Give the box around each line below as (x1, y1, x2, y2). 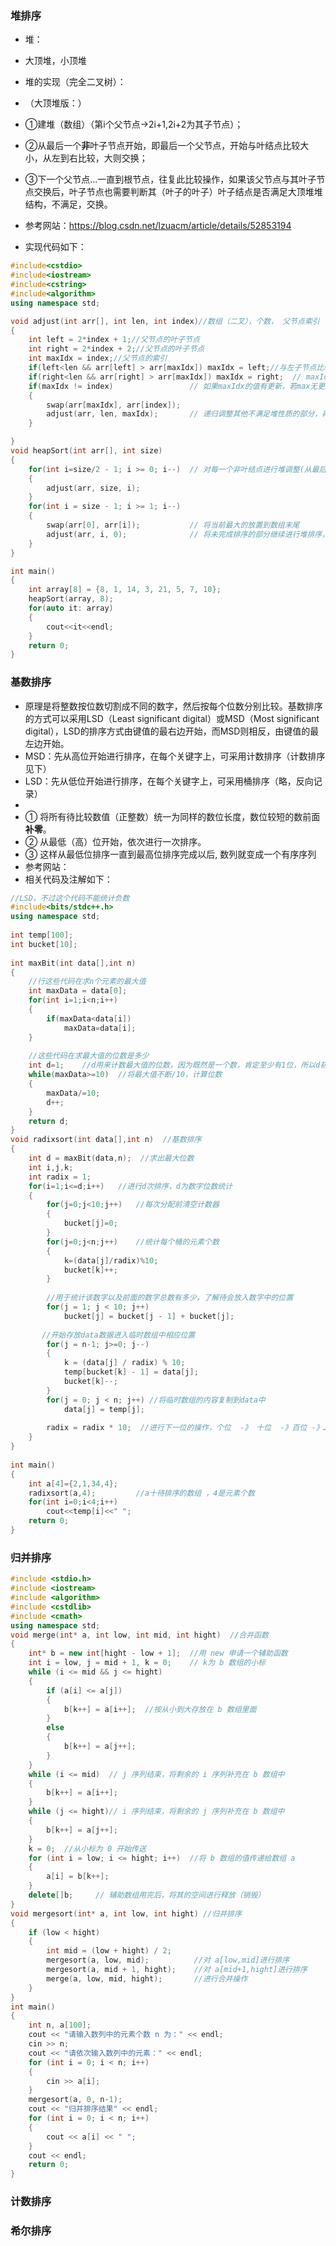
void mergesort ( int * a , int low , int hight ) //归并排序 (10, 1908, 242, 1919)
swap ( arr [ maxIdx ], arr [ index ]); (46, 400, 182, 410)
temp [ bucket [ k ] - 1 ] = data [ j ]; (63, 1367, 199, 1377)
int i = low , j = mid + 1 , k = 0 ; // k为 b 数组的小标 (28, 1658, 267, 1668)
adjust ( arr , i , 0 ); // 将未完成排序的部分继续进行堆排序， (46, 529, 330, 539)
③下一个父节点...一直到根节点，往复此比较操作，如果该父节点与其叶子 (24, 173, 317, 186)
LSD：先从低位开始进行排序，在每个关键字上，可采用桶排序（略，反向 (24, 775, 314, 787)
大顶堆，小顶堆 (24, 55, 87, 67)
